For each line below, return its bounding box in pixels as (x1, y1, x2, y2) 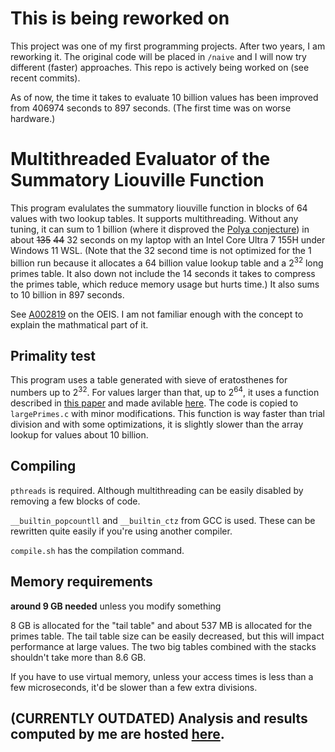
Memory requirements (10, 573, 153, 591)
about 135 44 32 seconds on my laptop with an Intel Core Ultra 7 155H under (10, 233, 326, 246)
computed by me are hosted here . (10, 726, 225, 743)
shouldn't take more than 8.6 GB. (10, 651, 147, 663)
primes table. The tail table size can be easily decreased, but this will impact (10, 630, 325, 642)
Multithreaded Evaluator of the (10, 148, 271, 171)
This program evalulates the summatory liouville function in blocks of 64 (10, 202, 308, 214)
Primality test (10, 347, 96, 364)
